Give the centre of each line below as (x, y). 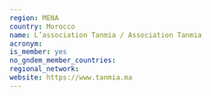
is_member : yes (38, 52)
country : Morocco (42, 27)
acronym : (26, 43)
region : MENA (34, 18)
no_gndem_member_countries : (63, 60)
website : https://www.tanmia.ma (71, 78)
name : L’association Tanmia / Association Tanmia (106, 35)
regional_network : (44, 69)
